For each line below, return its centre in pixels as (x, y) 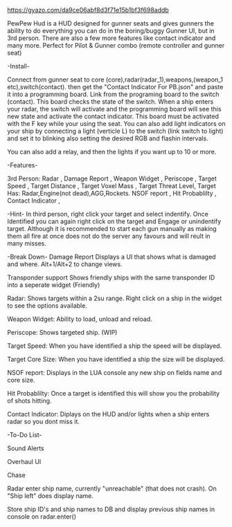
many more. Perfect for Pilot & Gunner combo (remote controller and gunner (116, 45)
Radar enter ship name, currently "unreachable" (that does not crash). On (112, 488)
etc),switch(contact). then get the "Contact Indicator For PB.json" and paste (115, 87)
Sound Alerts (26, 448)
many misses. (27, 243)
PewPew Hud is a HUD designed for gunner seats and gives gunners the (111, 23)
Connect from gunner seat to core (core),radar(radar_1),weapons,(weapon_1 (115, 80)
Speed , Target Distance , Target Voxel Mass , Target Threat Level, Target (111, 186)
